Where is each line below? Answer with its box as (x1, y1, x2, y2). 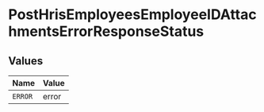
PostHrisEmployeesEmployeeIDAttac (8, 6, 257, 24)
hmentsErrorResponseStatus (8, 22, 205, 41)
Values (8, 54, 44, 68)
